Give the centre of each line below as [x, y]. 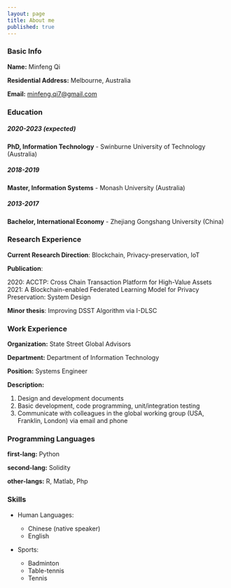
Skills [17, 500]
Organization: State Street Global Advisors [69, 344]
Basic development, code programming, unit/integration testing [108, 406]
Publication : [25, 268]
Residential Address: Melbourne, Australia [69, 80]
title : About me [31, 20]
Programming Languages [51, 439]
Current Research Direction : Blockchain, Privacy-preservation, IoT [104, 255]
